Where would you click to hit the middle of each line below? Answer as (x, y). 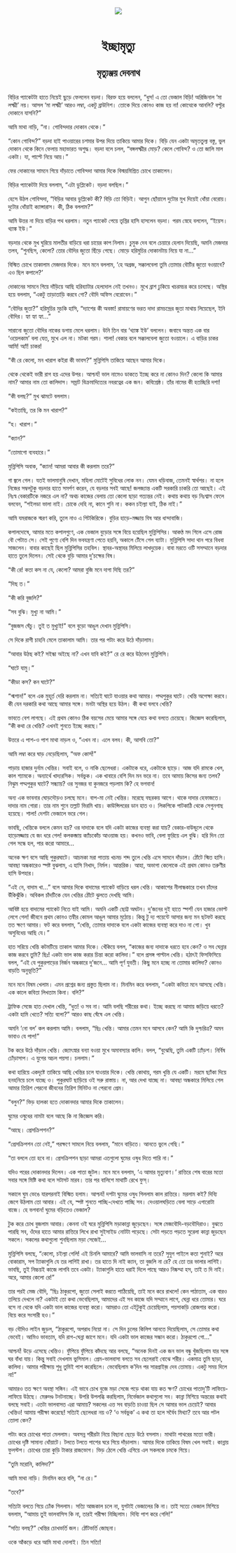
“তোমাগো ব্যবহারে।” (29, 452)
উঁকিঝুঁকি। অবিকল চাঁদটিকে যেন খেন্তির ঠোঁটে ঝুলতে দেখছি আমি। (72, 895)
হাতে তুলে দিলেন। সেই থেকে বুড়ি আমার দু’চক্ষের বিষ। (62, 556)
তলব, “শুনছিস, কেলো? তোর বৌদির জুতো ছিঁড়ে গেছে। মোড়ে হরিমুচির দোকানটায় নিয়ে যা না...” (102, 250)
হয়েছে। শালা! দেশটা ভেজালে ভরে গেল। (49, 814)
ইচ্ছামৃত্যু (118, 47)
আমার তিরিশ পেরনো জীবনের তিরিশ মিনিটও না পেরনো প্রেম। (67, 1088)
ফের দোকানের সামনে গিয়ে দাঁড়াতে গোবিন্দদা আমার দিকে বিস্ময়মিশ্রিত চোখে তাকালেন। (91, 171)
